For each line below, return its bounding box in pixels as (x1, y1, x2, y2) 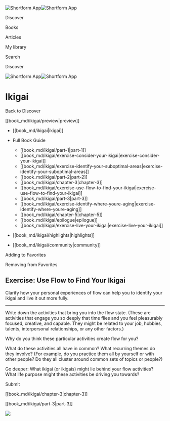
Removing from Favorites (5, 261, 58, 268)
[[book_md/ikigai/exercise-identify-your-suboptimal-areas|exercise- (20, 163, 163, 169)
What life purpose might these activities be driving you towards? (5, 371, 140, 377)
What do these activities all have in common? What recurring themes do (5, 345, 155, 351)
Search (5, 54, 20, 60)
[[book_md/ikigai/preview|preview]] (5, 117, 80, 123)
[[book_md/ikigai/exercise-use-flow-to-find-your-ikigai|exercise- (20, 185, 156, 191)
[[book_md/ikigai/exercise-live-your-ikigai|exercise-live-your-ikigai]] (20, 222, 163, 228)
